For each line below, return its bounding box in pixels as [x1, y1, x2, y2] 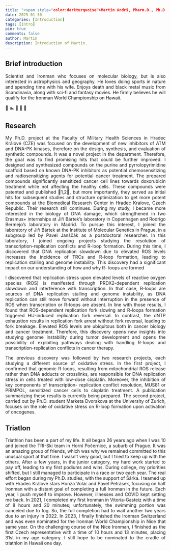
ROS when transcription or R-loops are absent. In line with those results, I [5, 301, 166, 308]
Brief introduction [5, 60, 63, 68]
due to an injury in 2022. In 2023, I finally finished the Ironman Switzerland [5, 513, 166, 519]
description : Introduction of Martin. [5, 41, 88, 46]
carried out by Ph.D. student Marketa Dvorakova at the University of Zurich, [5, 398, 166, 404]
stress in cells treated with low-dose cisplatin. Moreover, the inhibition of [5, 376, 166, 382]
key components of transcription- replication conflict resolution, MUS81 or [5, 382, 166, 388]
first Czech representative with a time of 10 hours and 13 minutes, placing [5, 529, 166, 535]
